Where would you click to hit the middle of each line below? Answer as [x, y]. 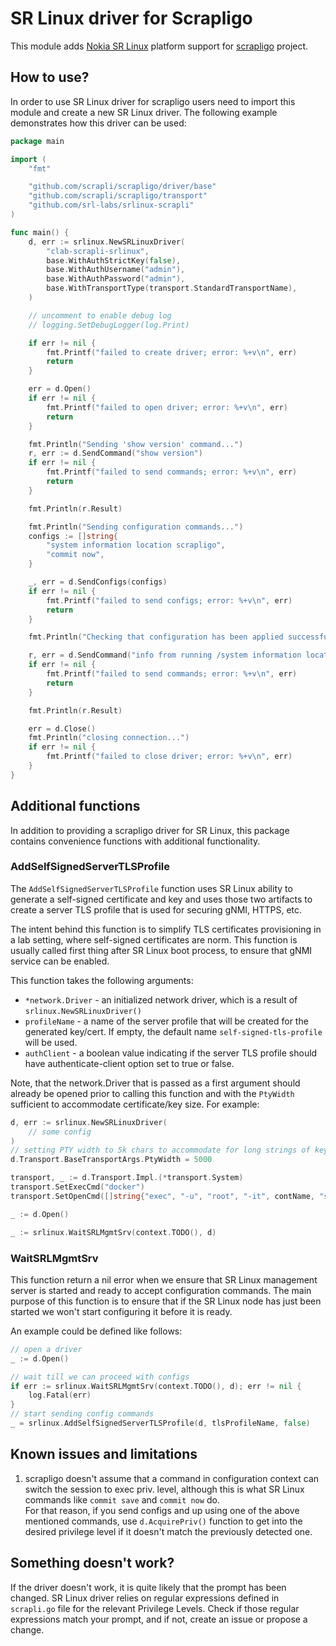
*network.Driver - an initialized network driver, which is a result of [161, 999]
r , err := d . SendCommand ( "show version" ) [115, 453]
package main [37, 141]
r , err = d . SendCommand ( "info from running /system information [165, 655]
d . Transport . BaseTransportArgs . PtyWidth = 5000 [111, 1160]
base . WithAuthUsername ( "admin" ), [116, 270]
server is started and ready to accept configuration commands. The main [161, 1290]
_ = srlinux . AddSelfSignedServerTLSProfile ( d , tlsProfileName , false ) [160, 1423]
